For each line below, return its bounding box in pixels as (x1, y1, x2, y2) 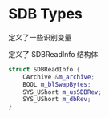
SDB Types (8, 5, 83, 23)
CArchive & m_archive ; (22, 73, 95, 81)
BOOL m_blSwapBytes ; (22, 80, 91, 88)
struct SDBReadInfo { (8, 65, 81, 73)
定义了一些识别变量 (8, 32, 72, 42)
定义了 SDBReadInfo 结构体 (8, 49, 99, 59)
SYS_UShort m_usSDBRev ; (22, 87, 103, 96)
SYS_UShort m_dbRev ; (22, 96, 91, 104)
